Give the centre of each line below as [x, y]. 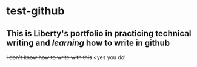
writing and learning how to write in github [88, 43]
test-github [35, 11]
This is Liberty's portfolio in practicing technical [99, 33]
